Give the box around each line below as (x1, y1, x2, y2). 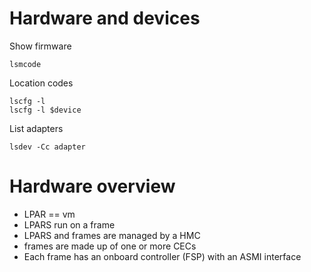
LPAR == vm (23, 208, 76, 220)
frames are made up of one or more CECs (23, 240, 197, 252)
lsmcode (9, 59, 42, 69)
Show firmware (9, 40, 72, 52)
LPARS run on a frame (23, 218, 116, 231)
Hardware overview (9, 175, 176, 198)
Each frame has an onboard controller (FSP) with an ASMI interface (23, 250, 302, 262)
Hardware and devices (9, 7, 201, 30)
